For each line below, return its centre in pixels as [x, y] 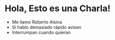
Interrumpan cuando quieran [41, 32]
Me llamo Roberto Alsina [37, 22]
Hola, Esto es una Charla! [57, 9]
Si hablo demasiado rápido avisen [47, 27]
